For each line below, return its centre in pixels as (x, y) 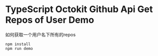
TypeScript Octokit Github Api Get (79, 9)
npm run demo (19, 48)
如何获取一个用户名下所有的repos (40, 34)
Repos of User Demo (50, 20)
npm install (18, 44)
